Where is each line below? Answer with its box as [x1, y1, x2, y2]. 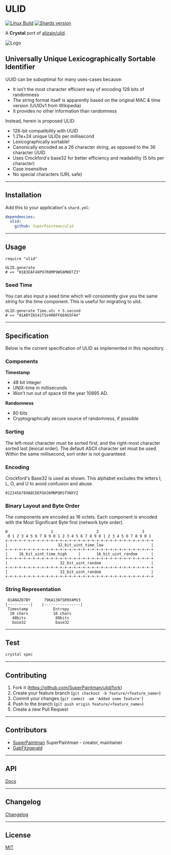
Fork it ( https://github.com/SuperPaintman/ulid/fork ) [12, 685, 123, 691]
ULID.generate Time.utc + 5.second [5, 308, 81, 313]
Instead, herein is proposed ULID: [5, 118, 75, 124]
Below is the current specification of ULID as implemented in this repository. [5, 345, 165, 351]
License [5, 830, 31, 839]
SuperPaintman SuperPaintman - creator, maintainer [12, 739, 123, 746]
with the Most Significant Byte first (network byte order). [5, 520, 124, 526]
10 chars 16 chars [10, 611, 72, 616]
